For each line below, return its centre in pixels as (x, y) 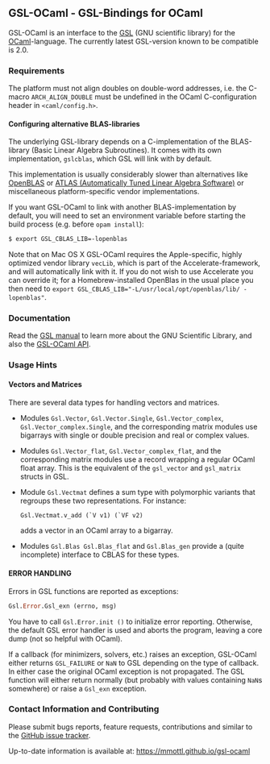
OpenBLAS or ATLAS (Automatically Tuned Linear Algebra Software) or (126, 183)
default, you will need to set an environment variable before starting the (127, 216)
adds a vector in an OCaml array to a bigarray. (96, 530)
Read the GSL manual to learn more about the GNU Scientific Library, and (130, 336)
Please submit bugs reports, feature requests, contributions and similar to (131, 727)
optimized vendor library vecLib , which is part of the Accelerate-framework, (134, 263)
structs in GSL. (45, 476)
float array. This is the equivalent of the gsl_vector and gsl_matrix (131, 467)
